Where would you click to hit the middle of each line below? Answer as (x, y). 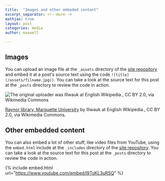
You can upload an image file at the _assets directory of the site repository (81, 69)
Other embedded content (45, 130)
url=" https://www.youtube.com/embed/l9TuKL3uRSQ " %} (64, 173)
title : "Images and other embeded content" (52, 10)
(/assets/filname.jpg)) (30, 80)
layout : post (19, 24)
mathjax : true (20, 19)
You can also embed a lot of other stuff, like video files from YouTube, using (82, 142)
